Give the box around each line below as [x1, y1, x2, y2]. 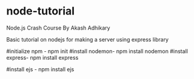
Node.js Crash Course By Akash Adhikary [6, 24, 110, 31]
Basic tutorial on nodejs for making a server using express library [6, 36, 169, 43]
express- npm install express [6, 54, 79, 61]
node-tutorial [6, 4, 75, 18]
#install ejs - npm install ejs [6, 65, 75, 73]
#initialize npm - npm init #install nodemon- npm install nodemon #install [6, 47, 188, 55]
